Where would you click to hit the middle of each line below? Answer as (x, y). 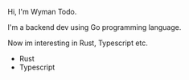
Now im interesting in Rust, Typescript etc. (78, 43)
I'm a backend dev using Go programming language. (94, 27)
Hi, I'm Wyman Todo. (42, 12)
